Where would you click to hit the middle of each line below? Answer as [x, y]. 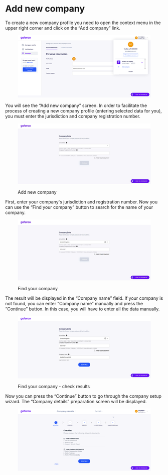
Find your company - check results [54, 386]
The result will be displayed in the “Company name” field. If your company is [84, 298]
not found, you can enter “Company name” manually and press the [74, 303]
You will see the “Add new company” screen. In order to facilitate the [76, 105]
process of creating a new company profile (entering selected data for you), [83, 111]
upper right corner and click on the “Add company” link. [63, 28]
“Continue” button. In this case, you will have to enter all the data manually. [82, 309]
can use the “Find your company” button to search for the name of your [79, 207]
